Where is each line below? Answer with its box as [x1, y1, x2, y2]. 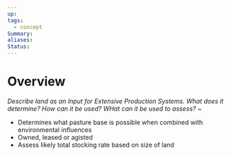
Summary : [7, 30, 33, 37]
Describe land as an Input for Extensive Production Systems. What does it [7, 97, 224, 105]
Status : [7, 43, 30, 50]
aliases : [7, 37, 33, 44]
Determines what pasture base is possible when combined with [17, 118, 203, 126]
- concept [13, 23, 43, 30]
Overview [7, 73, 66, 90]
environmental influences [17, 125, 92, 134]
